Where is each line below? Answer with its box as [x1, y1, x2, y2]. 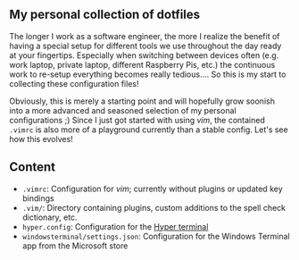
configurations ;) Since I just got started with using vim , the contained [9, 114, 266, 125]
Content [9, 160, 56, 175]
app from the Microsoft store [21, 240, 129, 251]
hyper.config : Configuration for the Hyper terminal [21, 221, 209, 231]
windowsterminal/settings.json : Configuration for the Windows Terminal [21, 231, 290, 241]
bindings [21, 192, 55, 204]
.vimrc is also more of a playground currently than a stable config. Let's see [9, 124, 288, 135]
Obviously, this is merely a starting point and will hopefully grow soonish [9, 96, 275, 106]
